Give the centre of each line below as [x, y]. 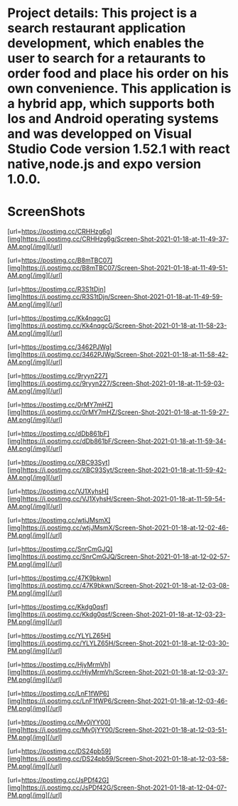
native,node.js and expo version [104, 164]
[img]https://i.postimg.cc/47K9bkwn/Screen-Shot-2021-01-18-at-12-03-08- [118, 586]
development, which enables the [106, 43]
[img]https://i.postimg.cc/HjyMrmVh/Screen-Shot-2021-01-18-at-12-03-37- [118, 672]
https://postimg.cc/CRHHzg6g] [66, 232]
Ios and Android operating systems [113, 119]
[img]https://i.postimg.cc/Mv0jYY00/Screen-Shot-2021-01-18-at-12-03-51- [117, 730]
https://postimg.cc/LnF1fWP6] [65, 694]
